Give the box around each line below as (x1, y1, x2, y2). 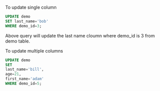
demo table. (5, 38, 30, 44)
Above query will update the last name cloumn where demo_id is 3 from (5, 32, 155, 38)
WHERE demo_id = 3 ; (5, 23, 42, 28)
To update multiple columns (5, 48, 63, 54)
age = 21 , (5, 72, 22, 77)
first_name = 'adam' (5, 76, 44, 81)
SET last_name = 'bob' (5, 19, 49, 24)
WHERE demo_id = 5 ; (5, 81, 42, 86)
